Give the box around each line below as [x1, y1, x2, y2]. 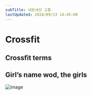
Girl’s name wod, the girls [5, 71, 87, 79]
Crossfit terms [5, 54, 52, 62]
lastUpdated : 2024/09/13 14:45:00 [5, 12, 78, 17]
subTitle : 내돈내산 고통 [5, 7, 52, 13]
